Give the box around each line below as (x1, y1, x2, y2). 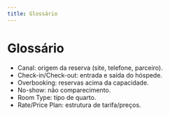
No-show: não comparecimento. (17, 85, 111, 94)
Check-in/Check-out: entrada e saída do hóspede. (17, 71, 163, 79)
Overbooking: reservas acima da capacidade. (17, 78, 149, 87)
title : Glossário (7, 10, 58, 17)
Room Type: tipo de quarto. (17, 93, 97, 101)
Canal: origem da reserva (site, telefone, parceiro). (17, 64, 163, 72)
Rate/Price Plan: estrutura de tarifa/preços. (17, 101, 141, 109)
